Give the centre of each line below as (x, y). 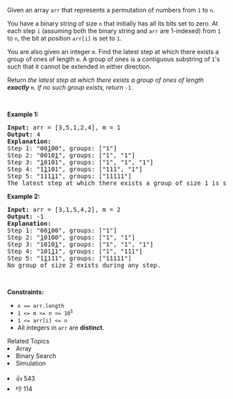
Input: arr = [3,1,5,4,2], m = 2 (64, 210)
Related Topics (28, 341)
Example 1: (23, 114)
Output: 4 (24, 135)
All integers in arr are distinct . (61, 327)
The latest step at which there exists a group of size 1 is (113, 183)
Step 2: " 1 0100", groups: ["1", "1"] (71, 237)
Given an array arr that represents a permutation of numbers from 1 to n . (111, 10)
